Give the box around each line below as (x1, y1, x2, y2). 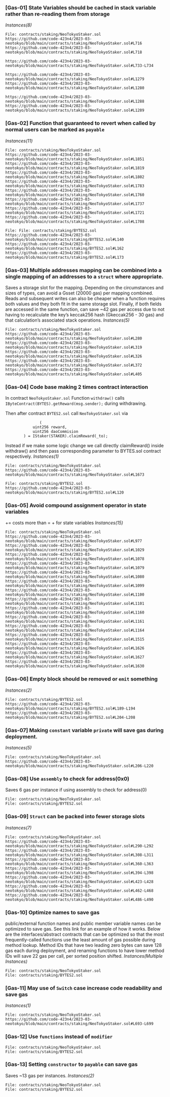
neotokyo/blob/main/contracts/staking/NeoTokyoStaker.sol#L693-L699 (5, 1021, 154, 1027)
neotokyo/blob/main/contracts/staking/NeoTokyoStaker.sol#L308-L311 (5, 852, 154, 858)
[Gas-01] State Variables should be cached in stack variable (5, 4, 156, 11)
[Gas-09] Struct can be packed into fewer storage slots (5, 813, 145, 820)
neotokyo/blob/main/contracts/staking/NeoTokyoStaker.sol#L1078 (5, 556, 145, 562)
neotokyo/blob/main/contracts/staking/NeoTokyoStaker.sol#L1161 (5, 619, 145, 624)
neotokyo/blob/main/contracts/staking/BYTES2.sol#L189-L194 (5, 706, 136, 711)
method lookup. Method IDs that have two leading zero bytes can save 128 (5, 942, 162, 948)
